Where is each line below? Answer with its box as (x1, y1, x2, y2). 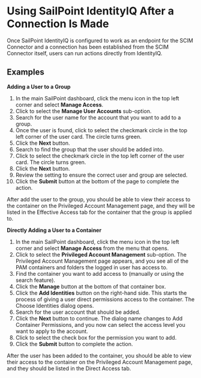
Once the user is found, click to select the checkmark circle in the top (15, 126, 188, 133)
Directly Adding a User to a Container (7, 227, 101, 234)
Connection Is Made (7, 17, 109, 31)
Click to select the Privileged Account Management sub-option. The (15, 251, 187, 258)
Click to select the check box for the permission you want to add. (15, 334, 177, 341)
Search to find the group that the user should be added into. (15, 145, 164, 153)
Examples (7, 67, 44, 78)
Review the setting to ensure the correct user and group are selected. (15, 171, 188, 178)
